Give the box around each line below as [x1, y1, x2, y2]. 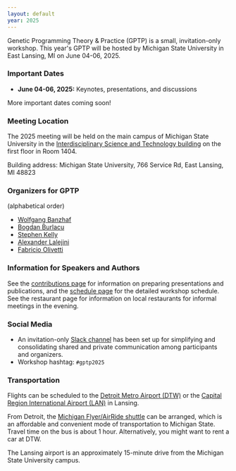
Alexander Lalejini [17, 238, 70, 247]
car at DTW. [7, 435, 42, 444]
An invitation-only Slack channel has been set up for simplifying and [17, 335, 216, 343]
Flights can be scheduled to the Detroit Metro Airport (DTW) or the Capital [7, 391, 222, 400]
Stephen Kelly [17, 231, 58, 239]
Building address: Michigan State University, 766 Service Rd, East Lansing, [7, 161, 224, 169]
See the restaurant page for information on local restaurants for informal [7, 294, 217, 302]
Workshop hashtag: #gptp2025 [17, 357, 105, 366]
